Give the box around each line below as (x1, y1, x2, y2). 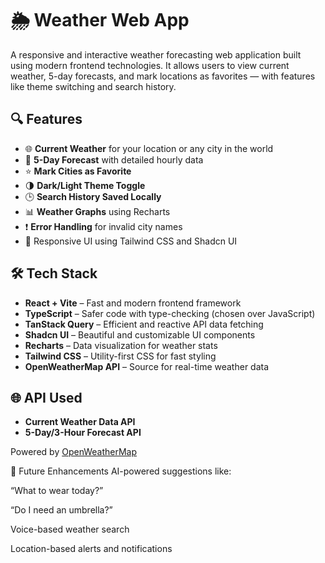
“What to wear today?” (10, 485, 104, 497)
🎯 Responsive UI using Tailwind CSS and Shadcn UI (24, 235, 238, 247)
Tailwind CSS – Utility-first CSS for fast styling (24, 350, 217, 362)
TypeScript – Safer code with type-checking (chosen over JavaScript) (24, 307, 316, 319)
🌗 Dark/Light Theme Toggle (24, 179, 146, 191)
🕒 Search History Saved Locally (24, 190, 162, 202)
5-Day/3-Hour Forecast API (24, 427, 142, 439)
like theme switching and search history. (10, 80, 177, 92)
